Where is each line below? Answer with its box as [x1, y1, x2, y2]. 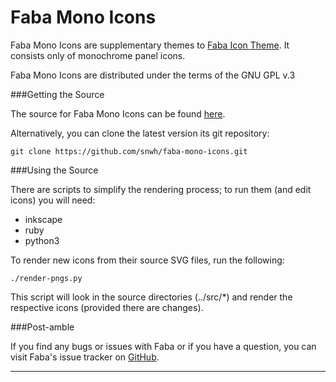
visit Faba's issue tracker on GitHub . [10, 351, 160, 363]
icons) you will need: [10, 194, 96, 206]
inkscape [24, 213, 63, 225]
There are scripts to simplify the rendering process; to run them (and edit [10, 183, 312, 195]
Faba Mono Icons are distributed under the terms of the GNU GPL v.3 [10, 69, 296, 81]
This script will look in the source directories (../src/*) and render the [10, 291, 293, 303]
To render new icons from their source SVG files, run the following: [10, 254, 285, 266]
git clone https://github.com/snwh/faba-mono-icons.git [10, 146, 248, 156]
